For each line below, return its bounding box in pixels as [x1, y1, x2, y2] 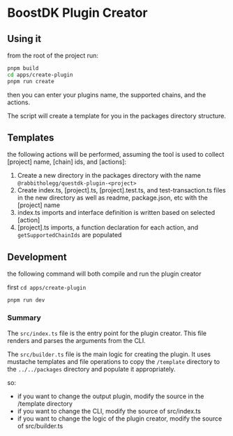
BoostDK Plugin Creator [7, 5, 148, 21]
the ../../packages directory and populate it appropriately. [7, 365, 176, 373]
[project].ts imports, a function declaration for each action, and [17, 223, 199, 232]
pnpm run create [7, 78, 54, 85]
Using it [7, 33, 42, 45]
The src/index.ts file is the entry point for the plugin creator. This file [7, 329, 207, 337]
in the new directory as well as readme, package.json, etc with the [17, 194, 208, 202]
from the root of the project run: [7, 51, 99, 59]
